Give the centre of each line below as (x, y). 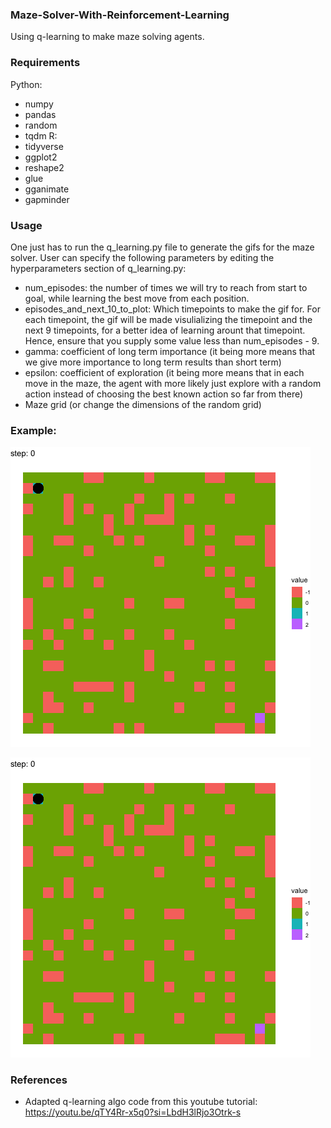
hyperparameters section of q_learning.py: (98, 268)
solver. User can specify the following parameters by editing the (142, 257)
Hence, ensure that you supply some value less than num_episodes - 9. (172, 340)
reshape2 (44, 167)
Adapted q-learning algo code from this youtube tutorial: (141, 1102)
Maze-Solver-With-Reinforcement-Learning (120, 15)
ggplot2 (41, 157)
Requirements (45, 63)
